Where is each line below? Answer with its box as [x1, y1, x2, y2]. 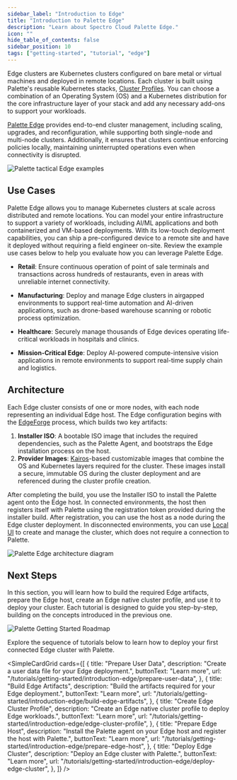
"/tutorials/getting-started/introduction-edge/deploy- [60, 757, 216, 766]
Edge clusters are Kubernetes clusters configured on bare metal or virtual [7, 69, 221, 78]
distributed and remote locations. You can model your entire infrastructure [7, 211, 224, 219]
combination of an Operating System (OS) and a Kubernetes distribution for [7, 91, 227, 100]
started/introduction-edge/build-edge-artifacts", [7, 697, 149, 706]
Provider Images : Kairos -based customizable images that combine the [17, 454, 224, 462]
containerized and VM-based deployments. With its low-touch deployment [7, 226, 225, 234]
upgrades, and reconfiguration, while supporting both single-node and [7, 128, 213, 136]
